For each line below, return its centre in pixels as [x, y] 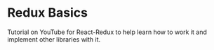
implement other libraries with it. [54, 39]
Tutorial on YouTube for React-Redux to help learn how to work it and [107, 32]
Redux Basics [47, 13]
